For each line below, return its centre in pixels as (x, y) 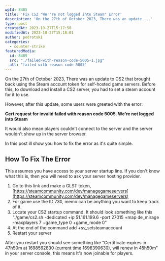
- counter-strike (27, 46)
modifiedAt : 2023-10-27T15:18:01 (39, 33)
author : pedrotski (24, 38)
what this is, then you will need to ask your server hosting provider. (73, 176)
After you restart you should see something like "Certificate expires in (76, 242)
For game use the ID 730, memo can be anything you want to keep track (85, 201)
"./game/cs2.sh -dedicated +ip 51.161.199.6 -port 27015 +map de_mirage (85, 217)
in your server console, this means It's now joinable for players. (69, 253)
